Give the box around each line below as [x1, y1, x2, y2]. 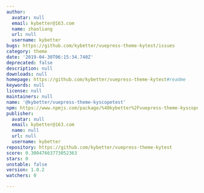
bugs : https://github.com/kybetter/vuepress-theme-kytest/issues [6, 43, 175, 49]
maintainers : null [6, 93, 53, 100]
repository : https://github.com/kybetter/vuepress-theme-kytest [6, 144, 172, 151]
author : [6, 8, 26, 15]
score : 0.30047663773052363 [6, 150, 78, 156]
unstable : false [6, 161, 47, 168]
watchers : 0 [6, 172, 36, 179]
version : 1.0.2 [6, 167, 45, 173]
